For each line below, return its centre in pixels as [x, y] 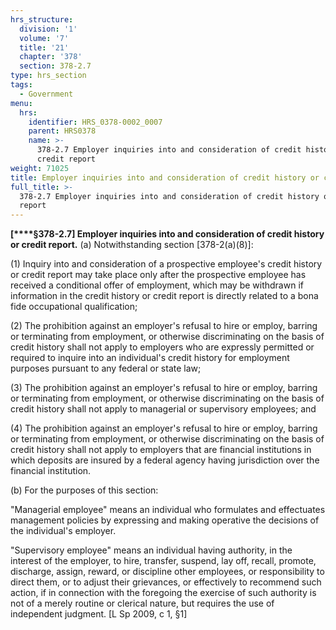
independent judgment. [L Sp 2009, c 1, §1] [99, 614]
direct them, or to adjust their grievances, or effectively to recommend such [166, 582]
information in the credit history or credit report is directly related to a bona [164, 296]
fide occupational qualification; [74, 307]
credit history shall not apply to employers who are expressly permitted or [162, 347]
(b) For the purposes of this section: [84, 490]
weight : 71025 [40, 168]
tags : [21, 85]
